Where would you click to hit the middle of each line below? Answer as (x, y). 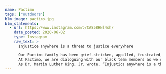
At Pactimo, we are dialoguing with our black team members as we (88, 59)
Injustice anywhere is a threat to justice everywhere (76, 46)
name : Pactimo (20, 10)
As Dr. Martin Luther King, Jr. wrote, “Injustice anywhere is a (87, 64)
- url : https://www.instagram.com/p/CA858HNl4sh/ (62, 28)
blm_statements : (22, 23)
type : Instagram (31, 37)
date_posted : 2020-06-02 (40, 32)
